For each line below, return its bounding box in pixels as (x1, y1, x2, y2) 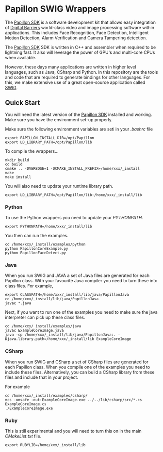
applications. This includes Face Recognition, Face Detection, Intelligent (5, 30, 149, 35)
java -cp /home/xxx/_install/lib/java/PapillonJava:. (5, 332, 116, 338)
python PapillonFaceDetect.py (5, 251, 66, 256)
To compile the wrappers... (5, 148, 59, 154)
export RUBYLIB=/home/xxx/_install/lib (5, 442, 86, 447)
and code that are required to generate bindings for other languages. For (5, 74, 150, 80)
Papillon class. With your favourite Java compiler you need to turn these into (5, 278, 158, 284)
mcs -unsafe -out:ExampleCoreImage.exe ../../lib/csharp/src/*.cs (5, 397, 142, 402)
